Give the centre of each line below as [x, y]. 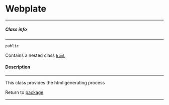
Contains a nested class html [35, 55]
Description [18, 67]
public [12, 46]
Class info [16, 29]
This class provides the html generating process [55, 83]
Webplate [26, 9]
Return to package [24, 92]
